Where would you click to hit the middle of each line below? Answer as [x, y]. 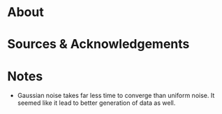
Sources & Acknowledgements [98, 44]
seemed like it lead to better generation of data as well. [96, 103]
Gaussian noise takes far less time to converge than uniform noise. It [116, 96]
